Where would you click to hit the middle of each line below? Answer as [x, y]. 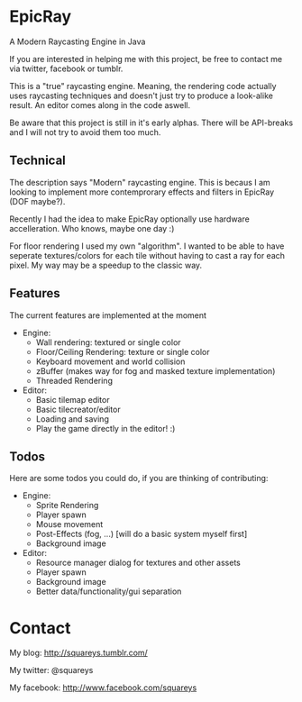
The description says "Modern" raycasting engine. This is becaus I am [140, 182]
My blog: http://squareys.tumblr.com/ [79, 653]
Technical [37, 161]
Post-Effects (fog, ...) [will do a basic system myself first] [142, 534]
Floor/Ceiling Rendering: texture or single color [123, 351]
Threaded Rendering [74, 380]
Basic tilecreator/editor [78, 409]
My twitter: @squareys [51, 670]
